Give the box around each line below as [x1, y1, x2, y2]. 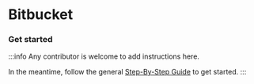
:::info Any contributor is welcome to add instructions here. [8, 52, 200, 61]
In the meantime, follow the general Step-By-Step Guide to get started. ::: [8, 67, 247, 77]
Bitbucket [8, 6, 74, 24]
